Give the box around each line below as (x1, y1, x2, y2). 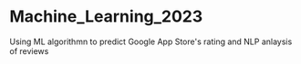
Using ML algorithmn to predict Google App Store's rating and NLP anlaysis (9, 36, 293, 47)
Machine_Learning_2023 (9, 6, 203, 27)
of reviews (9, 45, 49, 56)
